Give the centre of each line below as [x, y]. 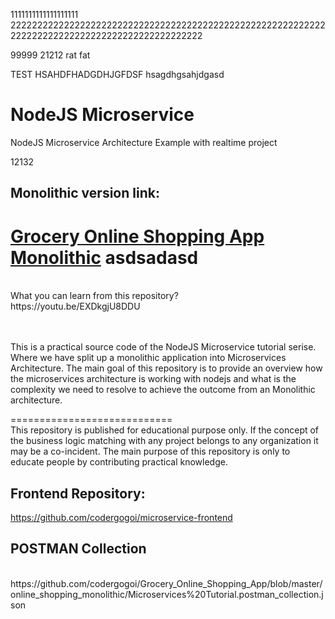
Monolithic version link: [85, 193]
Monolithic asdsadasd [104, 257]
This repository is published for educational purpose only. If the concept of [165, 430]
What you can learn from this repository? [94, 296]
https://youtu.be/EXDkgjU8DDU [75, 306]
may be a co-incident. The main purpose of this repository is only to [150, 451]
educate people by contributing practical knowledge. [119, 462]
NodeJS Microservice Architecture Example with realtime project [144, 142]
